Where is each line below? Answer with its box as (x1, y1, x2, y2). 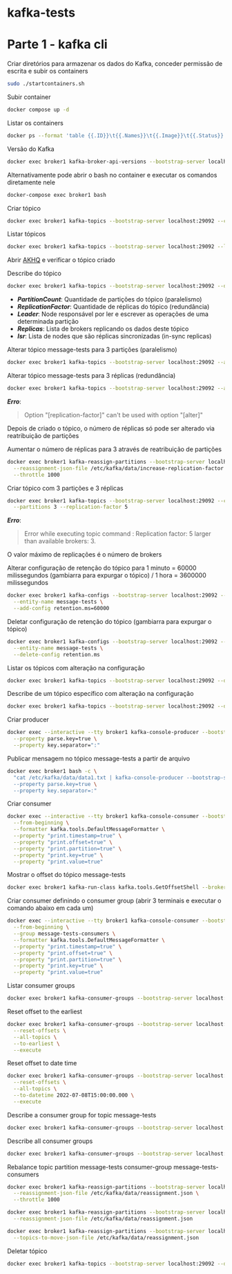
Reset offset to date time (7, 1059, 77, 1067)
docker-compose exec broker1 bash (7, 191, 107, 198)
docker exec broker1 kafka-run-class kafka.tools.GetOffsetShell (7, 884, 199, 891)
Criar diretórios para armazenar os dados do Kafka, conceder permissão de (7, 60, 223, 68)
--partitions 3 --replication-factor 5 (13, 504, 128, 511)
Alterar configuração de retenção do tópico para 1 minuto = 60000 (7, 564, 197, 573)
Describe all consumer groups (7, 1137, 93, 1145)
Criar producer (7, 715, 50, 724)
